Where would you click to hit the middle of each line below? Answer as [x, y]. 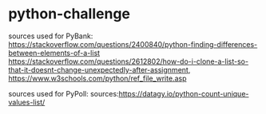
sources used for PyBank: [51, 36]
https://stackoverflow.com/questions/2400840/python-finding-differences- [133, 44]
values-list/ [27, 102]
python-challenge [69, 14]
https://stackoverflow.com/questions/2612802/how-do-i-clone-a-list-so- [129, 61]
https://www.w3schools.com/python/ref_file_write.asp [97, 78]
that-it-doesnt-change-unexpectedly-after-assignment [99, 69]
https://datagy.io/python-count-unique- [184, 93]
